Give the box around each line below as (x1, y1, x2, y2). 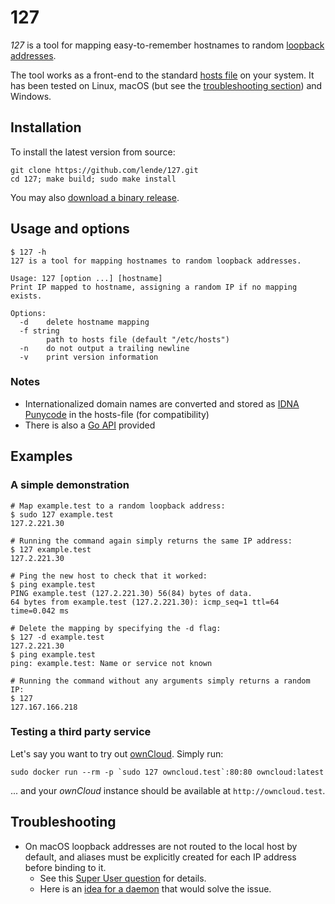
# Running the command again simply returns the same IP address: (10, 536, 293, 546)
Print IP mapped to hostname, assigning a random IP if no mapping (10, 282, 298, 292)
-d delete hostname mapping (19, 317, 150, 327)
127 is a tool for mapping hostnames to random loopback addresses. (10, 256, 302, 266)
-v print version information (19, 352, 159, 362)
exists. (10, 291, 43, 301)
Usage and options (10, 221, 130, 238)
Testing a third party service (10, 725, 152, 739)
